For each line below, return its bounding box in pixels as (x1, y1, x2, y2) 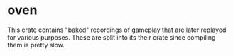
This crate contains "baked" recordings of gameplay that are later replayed (7, 26, 227, 34)
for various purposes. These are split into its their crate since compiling (7, 33, 216, 41)
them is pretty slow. (7, 40, 65, 49)
